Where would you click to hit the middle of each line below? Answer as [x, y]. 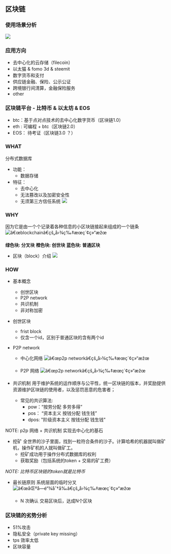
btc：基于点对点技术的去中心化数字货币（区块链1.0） [68, 120]
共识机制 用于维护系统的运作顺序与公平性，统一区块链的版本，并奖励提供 [89, 383]
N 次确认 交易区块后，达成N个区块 [56, 501]
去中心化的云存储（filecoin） [42, 62]
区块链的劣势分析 [26, 516]
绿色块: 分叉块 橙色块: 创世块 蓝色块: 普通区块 [53, 245]
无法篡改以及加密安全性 [45, 195]
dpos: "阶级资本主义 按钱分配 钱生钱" [67, 420]
